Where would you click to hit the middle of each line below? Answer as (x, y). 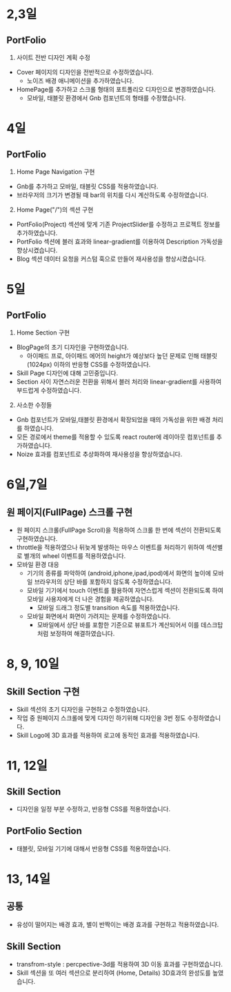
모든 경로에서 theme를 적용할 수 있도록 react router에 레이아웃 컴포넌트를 (115, 437)
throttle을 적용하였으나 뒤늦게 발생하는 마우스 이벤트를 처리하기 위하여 (110, 547)
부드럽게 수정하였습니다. (49, 390)
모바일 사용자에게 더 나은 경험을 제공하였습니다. (90, 599)
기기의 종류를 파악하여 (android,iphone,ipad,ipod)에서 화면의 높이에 (119, 573)
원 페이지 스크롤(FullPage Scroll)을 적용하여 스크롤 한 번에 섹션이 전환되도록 (119, 530)
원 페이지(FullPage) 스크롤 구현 (70, 512)
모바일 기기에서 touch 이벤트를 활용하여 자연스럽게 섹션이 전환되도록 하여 (125, 590)
